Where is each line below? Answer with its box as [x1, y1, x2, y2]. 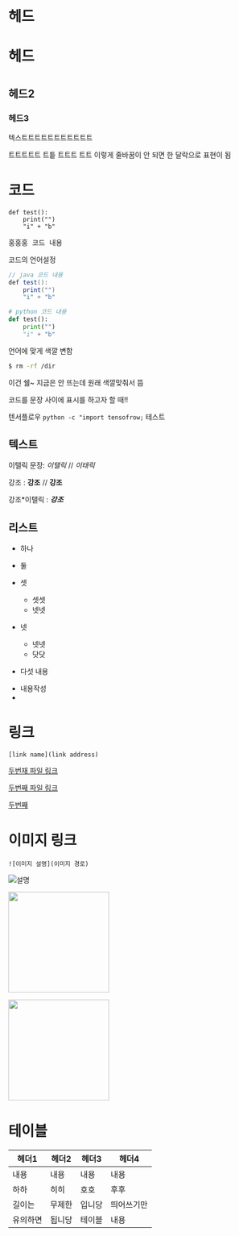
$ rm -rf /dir [8, 362, 56, 370]
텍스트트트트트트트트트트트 [8, 132, 93, 142]
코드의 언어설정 [8, 255, 56, 264]
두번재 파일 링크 [8, 766, 59, 776]
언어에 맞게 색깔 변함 [8, 346, 73, 356]
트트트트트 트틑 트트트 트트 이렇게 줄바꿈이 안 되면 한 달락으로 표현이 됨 [8, 150, 232, 160]
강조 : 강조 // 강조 [8, 477, 63, 488]
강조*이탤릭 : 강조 [8, 495, 64, 505]
